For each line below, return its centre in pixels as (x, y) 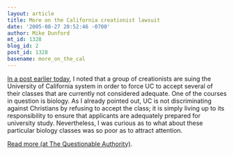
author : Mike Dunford (39, 33)
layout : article (31, 14)
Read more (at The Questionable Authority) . (70, 144)
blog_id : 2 (23, 46)
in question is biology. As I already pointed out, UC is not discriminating (110, 101)
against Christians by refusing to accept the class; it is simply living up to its (116, 108)
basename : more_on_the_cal (46, 59)
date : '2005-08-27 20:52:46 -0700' (59, 26)
